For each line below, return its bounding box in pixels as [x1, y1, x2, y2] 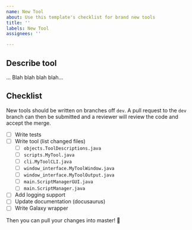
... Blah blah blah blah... [6, 74, 64, 81]
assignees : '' [6, 31, 42, 37]
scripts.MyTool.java [23, 152, 75, 158]
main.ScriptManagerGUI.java [23, 179, 93, 185]
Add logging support [14, 191, 65, 199]
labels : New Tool [6, 25, 49, 31]
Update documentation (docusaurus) [14, 198, 106, 205]
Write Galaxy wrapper [14, 204, 68, 212]
